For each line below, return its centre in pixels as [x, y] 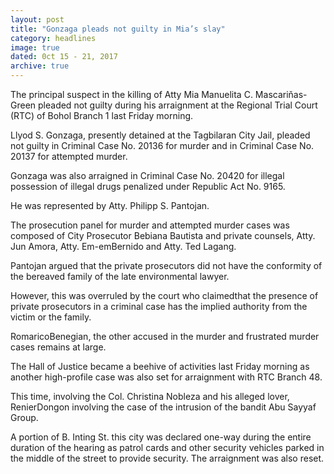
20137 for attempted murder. [69, 156]
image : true [35, 47]
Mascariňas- [281, 94]
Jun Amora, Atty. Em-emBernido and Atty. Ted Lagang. [123, 246]
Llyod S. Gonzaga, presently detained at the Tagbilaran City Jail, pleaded [160, 135]
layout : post [37, 19]
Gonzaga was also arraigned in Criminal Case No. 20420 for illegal [147, 175]
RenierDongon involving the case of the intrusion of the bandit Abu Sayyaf [163, 407]
